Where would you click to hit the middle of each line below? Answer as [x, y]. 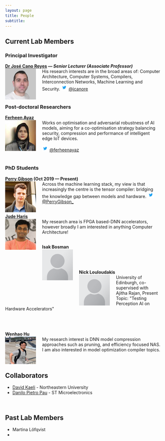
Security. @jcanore [65, 89]
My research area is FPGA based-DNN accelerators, [95, 221]
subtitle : [15, 21]
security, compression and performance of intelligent [96, 134]
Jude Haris [16, 216]
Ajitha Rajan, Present [137, 293]
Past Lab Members [34, 418]
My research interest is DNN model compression [91, 339]
